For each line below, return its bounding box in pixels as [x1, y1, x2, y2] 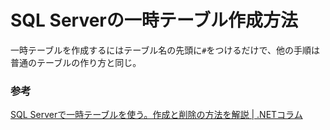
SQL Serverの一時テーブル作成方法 [10, 9, 299, 32]
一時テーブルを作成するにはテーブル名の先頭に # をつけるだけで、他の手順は [10, 44, 320, 56]
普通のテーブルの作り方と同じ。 [10, 56, 142, 68]
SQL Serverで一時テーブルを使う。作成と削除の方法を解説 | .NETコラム [10, 109, 303, 121]
